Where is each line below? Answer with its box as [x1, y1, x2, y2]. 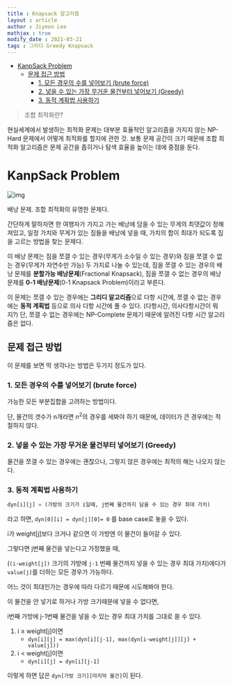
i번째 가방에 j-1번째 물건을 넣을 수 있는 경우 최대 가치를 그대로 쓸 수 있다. [7, 612, 202, 621]
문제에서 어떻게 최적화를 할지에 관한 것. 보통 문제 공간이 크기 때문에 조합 [22, 134, 218, 143]
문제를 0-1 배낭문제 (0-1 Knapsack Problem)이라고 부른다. [7, 278, 166, 286]
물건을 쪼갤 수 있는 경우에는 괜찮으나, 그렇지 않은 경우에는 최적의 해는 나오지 [7, 457, 214, 465]
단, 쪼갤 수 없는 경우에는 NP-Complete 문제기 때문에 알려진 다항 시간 [19, 310, 207, 319]
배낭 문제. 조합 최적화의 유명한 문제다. [7, 205, 109, 213]
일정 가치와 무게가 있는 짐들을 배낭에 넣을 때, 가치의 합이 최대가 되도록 [27, 228, 217, 237]
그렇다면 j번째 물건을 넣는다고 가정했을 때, [7, 544, 120, 553]
